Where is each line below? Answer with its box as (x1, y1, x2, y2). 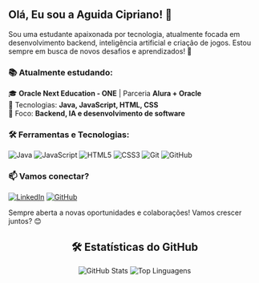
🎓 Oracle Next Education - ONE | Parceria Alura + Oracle (8, 89, 202, 99)
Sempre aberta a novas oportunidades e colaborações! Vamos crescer (8, 208, 242, 217)
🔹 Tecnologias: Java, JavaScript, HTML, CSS (8, 100, 159, 110)
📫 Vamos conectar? (8, 171, 90, 182)
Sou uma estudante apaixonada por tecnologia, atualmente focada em (8, 29, 241, 38)
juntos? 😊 (8, 216, 42, 225)
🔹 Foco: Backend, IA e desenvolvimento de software (8, 109, 186, 119)
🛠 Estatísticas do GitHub (71, 241, 199, 254)
